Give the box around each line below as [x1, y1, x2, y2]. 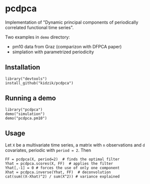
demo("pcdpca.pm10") [5, 115, 48, 121]
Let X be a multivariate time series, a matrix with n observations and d [5, 142, 145, 148]
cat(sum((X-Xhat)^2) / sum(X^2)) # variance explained [5, 174, 120, 179]
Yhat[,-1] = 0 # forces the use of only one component [5, 166, 120, 171]
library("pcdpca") [5, 107, 43, 112]
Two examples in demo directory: [5, 34, 70, 40]
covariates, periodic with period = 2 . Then [5, 147, 91, 153]
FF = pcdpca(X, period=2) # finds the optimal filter [5, 157, 120, 162]
